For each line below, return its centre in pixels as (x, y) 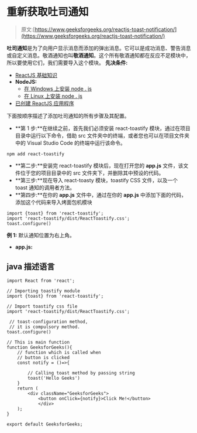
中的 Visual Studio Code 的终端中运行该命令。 (70, 143)
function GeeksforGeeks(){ (39, 347)
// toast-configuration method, (49, 322)
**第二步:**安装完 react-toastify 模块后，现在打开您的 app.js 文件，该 (99, 165)
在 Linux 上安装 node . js (53, 96)
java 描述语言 (31, 267)
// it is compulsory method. (45, 327)
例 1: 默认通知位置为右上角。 (41, 235)
